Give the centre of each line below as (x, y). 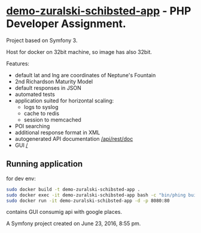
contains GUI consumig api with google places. (64, 212)
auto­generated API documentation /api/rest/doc (74, 138)
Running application (45, 164)
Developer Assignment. (66, 24)
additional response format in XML (57, 132)
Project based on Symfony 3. (42, 40)
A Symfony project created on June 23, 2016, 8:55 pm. (74, 223)
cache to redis (42, 113)
